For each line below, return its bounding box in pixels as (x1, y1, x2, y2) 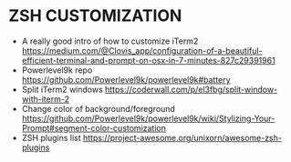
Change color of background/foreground (21, 103, 175, 114)
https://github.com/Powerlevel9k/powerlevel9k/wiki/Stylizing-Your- (21, 113, 275, 124)
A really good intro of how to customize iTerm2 (21, 35, 199, 46)
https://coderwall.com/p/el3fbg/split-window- (105, 84, 278, 95)
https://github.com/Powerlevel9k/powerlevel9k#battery (21, 74, 231, 85)
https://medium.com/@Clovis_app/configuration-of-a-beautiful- (21, 45, 263, 56)
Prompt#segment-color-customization (21, 122, 166, 133)
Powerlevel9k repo (21, 65, 93, 76)
